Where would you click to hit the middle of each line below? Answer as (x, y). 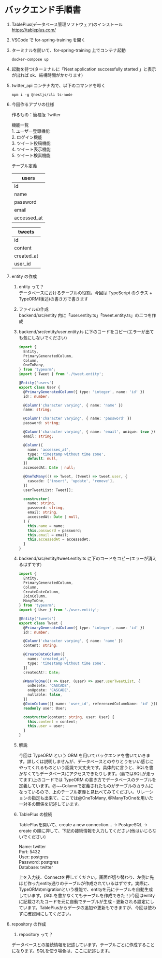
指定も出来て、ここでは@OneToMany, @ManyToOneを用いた (92, 798)
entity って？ (31, 286)
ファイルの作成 (34, 309)
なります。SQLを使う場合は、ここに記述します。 (64, 951)
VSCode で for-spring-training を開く (48, 40)
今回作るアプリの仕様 (33, 104)
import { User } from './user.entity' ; (59, 610)
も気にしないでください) (43, 337)
